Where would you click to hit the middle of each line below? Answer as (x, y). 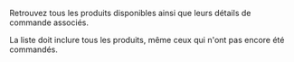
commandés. (34, 49)
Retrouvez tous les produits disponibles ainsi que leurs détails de (130, 13)
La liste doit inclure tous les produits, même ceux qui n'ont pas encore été (147, 40)
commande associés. (49, 22)
